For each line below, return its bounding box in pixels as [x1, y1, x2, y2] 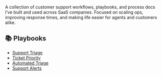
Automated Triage [12, 60, 49, 66]
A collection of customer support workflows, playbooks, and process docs [5, 4, 156, 10]
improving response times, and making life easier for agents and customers [5, 15, 158, 20]
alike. [5, 19, 16, 25]
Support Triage [12, 50, 43, 56]
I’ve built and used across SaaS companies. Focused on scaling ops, [5, 9, 143, 15]
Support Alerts [12, 65, 42, 71]
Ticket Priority [12, 55, 41, 60]
